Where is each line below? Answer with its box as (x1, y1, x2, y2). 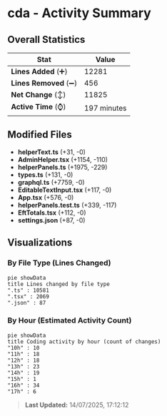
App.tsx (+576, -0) (17, 193, 74, 201)
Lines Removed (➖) (11, 78, 77, 88)
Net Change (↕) (11, 90, 66, 99)
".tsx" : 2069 (7, 293, 50, 300)
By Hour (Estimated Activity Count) (7, 315, 132, 325)
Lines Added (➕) (11, 66, 68, 76)
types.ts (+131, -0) (17, 170, 74, 179)
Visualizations (7, 237, 73, 249)
